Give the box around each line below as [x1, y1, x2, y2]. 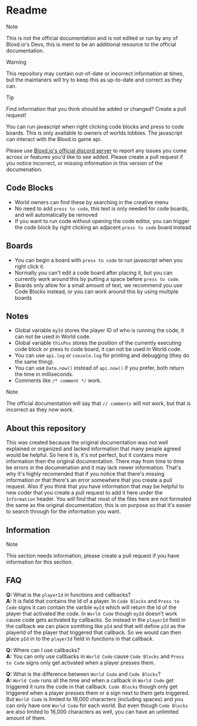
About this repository [6, 423, 86, 433]
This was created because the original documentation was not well [6, 439, 169, 446]
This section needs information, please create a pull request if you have [6, 552, 179, 559]
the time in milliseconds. [14, 371, 74, 378]
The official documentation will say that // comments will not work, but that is [6, 400, 191, 407]
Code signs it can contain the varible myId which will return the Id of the [6, 603, 176, 611]
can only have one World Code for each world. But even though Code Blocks [6, 702, 188, 709]
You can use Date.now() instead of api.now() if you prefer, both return [14, 364, 184, 372]
